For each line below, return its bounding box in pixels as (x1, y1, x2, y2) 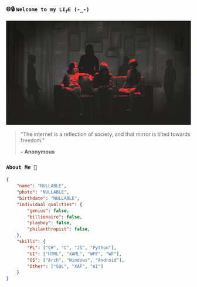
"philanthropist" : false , (27, 226, 91, 233)
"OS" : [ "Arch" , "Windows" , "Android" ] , (27, 257, 125, 263)
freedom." (20, 137, 45, 144)
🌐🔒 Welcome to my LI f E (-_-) (6, 5, 90, 14)
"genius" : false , (27, 207, 69, 214)
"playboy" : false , (27, 220, 72, 226)
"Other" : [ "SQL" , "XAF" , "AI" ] (27, 263, 104, 269)
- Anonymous (20, 148, 55, 155)
